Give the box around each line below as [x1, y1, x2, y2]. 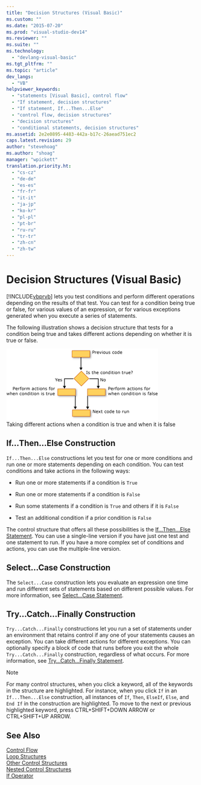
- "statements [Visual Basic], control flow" [11, 93, 129, 99]
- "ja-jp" [11, 202, 36, 208]
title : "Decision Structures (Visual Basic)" [6, 10, 123, 16]
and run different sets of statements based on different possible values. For [6, 585, 194, 593]
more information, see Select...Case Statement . [6, 591, 124, 599]
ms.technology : [6, 48, 45, 54]
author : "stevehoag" [6, 144, 59, 150]
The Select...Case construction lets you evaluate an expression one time [6, 579, 188, 586]
